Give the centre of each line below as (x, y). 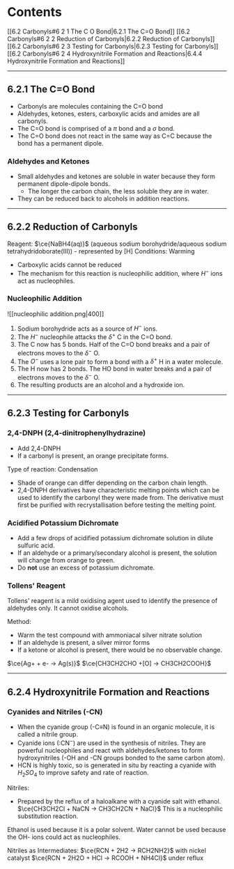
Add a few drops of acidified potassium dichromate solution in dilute (115, 538)
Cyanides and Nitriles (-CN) (55, 712)
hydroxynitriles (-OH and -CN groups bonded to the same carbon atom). (121, 758)
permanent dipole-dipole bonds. (63, 184)
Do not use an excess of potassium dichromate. (86, 567)
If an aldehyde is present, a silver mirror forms (84, 643)
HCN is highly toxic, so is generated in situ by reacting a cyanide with (117, 765)
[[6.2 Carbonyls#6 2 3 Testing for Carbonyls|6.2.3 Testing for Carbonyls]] (113, 46)
